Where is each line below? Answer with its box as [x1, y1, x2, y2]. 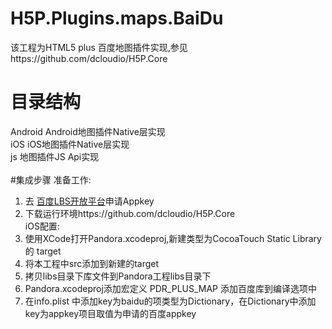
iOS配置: [24, 220, 60, 232]
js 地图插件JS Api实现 [10, 150, 100, 162]
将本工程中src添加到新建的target [24, 257, 160, 269]
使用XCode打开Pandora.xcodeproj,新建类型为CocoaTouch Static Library [24, 232, 322, 244]
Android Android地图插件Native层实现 [10, 125, 166, 137]
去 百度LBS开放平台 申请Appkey [24, 195, 155, 207]
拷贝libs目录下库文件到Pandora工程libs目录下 [24, 270, 212, 282]
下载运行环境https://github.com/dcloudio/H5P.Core [24, 207, 236, 219]
